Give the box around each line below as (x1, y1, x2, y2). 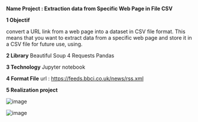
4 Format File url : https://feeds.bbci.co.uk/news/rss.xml (6, 75, 144, 82)
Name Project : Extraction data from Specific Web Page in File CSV (6, 5, 173, 12)
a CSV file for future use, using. (6, 41, 83, 47)
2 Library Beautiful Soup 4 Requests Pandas (6, 52, 115, 59)
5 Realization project (6, 86, 58, 94)
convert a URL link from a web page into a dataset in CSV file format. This (6, 28, 186, 35)
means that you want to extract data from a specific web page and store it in (6, 34, 192, 41)
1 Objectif (6, 17, 30, 23)
